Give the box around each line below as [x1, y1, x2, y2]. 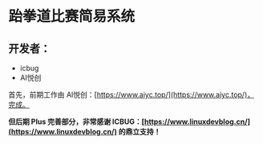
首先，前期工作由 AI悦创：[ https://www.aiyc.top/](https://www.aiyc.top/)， [8, 90, 255, 99]
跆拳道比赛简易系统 [8, 7, 136, 26]
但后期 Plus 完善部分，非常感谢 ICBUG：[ [8, 117, 145, 126]
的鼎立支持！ [118, 127, 161, 136]
